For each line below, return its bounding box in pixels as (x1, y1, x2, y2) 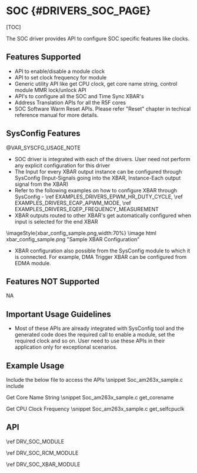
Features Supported (6, 52, 81, 62)
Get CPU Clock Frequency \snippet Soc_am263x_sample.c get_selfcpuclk (6, 405, 185, 412)
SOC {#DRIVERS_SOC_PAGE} (6, 4, 151, 18)
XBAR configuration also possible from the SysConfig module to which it (14, 247, 191, 254)
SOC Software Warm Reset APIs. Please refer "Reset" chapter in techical (14, 105, 191, 112)
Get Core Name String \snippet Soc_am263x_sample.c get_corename (6, 394, 174, 401)
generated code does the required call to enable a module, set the (14, 331, 175, 338)
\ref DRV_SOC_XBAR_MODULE (6, 461, 81, 468)
